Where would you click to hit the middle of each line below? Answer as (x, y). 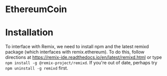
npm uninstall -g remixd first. (37, 68)
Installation (29, 33)
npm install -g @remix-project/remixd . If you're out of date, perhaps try (81, 63)
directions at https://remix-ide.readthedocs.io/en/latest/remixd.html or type (83, 57)
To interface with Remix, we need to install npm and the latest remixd (77, 47)
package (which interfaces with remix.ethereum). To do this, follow (75, 52)
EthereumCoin (36, 9)
